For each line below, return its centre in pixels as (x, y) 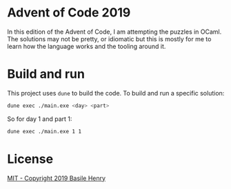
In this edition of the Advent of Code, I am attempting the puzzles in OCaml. (114, 32)
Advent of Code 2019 (69, 13)
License (30, 159)
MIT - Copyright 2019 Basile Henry (56, 178)
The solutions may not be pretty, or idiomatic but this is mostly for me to (109, 38)
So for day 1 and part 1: (40, 119)
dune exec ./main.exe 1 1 (44, 131)
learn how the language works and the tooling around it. (87, 46)
